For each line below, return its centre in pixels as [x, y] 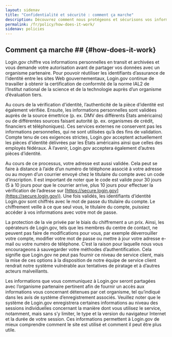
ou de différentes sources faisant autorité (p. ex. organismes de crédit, [80, 121]
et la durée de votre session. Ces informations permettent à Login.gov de [82, 319]
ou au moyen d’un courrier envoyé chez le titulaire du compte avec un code [85, 174]
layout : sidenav [23, 10]
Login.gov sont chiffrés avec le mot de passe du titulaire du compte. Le [80, 201]
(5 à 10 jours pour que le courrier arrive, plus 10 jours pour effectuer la [79, 185]
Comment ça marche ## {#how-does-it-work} [81, 50]
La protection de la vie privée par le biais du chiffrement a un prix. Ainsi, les [85, 222]
